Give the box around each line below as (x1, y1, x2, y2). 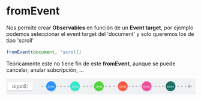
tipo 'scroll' (6, 37, 34, 44)
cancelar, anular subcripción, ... (6, 66, 84, 73)
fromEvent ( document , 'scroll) (6, 49, 82, 55)
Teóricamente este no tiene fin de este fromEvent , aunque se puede (6, 60, 176, 67)
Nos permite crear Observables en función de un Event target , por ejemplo (6, 24, 194, 31)
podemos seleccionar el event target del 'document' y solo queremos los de (6, 30, 194, 37)
